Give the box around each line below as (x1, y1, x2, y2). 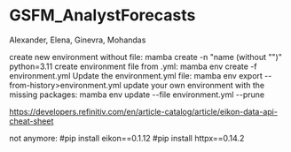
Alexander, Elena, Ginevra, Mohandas (9, 34, 146, 45)
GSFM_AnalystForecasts (9, 5, 196, 26)
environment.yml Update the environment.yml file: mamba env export (9, 70, 263, 80)
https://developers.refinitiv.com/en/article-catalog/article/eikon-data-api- (9, 106, 278, 117)
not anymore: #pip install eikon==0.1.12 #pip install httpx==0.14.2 (9, 133, 245, 143)
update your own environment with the (122, 80, 264, 90)
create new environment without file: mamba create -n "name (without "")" (9, 51, 282, 62)
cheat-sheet (9, 116, 54, 126)
